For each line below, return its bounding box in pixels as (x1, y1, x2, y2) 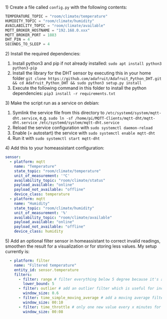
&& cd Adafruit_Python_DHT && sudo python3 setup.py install (12, 81, 142, 86)
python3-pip (12, 66, 37, 71)
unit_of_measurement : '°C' (14, 173, 70, 178)
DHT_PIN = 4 (5, 37, 30, 42)
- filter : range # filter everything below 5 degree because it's (18, 277, 159, 282)
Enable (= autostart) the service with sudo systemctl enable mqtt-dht (12, 130, 156, 136)
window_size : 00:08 (23, 309, 64, 314)
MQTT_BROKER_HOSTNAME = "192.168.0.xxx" (5, 27, 90, 33)
